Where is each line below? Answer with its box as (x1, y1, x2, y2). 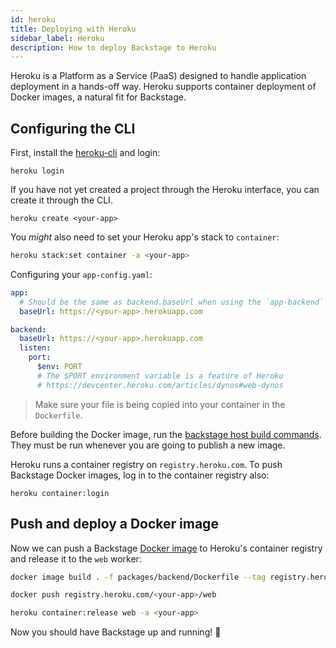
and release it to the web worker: (10, 552, 142, 565)
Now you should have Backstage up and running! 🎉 (10, 626, 222, 638)
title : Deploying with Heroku (10, 24, 137, 34)
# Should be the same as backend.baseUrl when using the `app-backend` (19, 297, 325, 307)
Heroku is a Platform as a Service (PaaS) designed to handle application (10, 70, 307, 82)
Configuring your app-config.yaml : (10, 268, 153, 280)
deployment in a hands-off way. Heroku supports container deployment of (10, 81, 317, 93)
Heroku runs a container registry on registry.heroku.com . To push (10, 458, 283, 470)
